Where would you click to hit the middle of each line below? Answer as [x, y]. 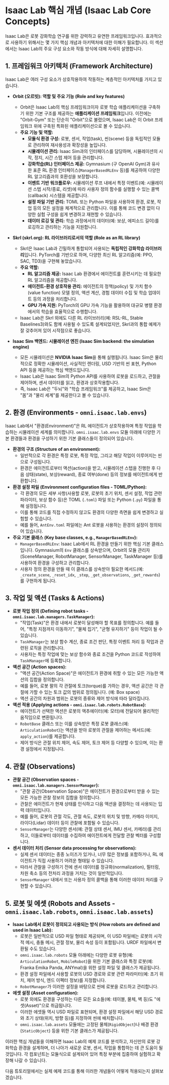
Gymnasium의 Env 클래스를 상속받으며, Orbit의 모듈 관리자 [93, 550]
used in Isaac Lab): [33, 930]
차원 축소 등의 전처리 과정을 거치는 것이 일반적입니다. [72, 873]
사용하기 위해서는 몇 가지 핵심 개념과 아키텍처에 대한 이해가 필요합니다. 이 [82, 42]
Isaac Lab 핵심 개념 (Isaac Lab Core [78, 10]
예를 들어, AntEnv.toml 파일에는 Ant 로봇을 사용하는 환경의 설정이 [84, 525]
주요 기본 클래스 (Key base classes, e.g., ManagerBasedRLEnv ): [75, 537]
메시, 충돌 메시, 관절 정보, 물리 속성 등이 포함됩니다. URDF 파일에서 [91, 942]
